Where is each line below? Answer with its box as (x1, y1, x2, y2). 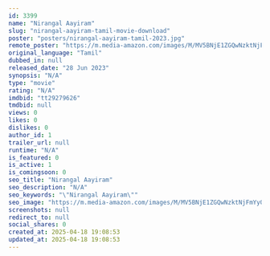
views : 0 (8, 109, 38, 117)
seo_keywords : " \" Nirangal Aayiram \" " (8, 190, 138, 199)
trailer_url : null (8, 138, 70, 147)
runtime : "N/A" (8, 146, 59, 154)
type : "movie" (8, 79, 56, 87)
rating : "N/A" (8, 86, 56, 95)
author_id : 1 (8, 131, 52, 139)
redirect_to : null (8, 213, 70, 221)
